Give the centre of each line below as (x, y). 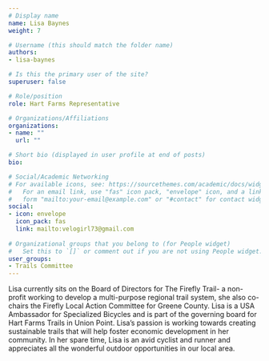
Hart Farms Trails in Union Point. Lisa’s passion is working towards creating (132, 323)
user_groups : (30, 259)
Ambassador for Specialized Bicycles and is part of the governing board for (133, 315)
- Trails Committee (41, 266)
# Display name (34, 16)
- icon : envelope (37, 214)
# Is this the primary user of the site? (78, 74)
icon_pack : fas (41, 222)
